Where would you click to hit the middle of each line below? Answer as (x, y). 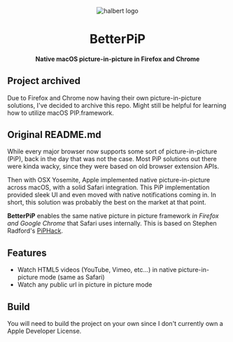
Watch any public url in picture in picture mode (85, 285)
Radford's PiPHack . (35, 231)
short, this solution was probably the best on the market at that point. (107, 203)
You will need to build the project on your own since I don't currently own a (115, 324)
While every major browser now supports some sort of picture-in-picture (112, 151)
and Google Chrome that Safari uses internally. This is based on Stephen (112, 224)
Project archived (44, 81)
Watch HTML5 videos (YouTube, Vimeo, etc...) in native (97, 270)
